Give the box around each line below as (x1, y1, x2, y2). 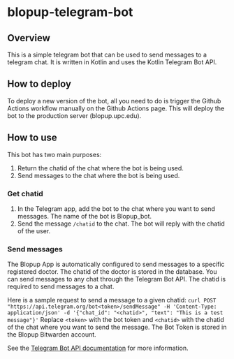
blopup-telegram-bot (7, 4, 133, 20)
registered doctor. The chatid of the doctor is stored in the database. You (7, 268, 217, 276)
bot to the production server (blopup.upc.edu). (7, 111, 142, 119)
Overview (7, 32, 51, 44)
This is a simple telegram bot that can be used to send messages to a (7, 50, 207, 59)
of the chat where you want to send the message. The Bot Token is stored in (7, 323, 227, 332)
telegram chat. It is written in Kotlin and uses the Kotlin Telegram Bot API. (7, 58, 217, 66)
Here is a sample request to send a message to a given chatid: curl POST (7, 296, 217, 305)
